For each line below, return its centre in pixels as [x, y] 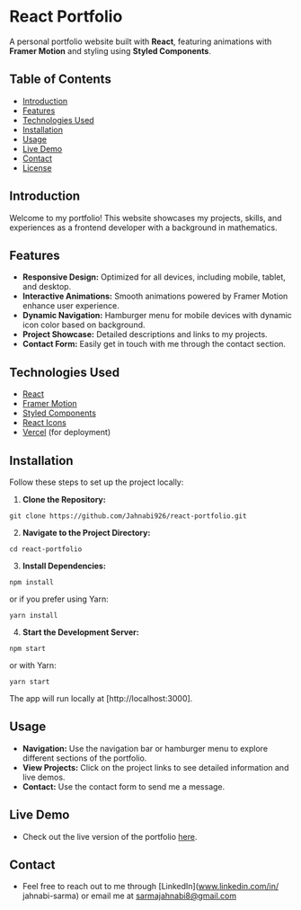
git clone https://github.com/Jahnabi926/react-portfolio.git [128, 516]
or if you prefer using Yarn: [59, 599]
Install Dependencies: [64, 566]
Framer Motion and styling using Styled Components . [110, 50]
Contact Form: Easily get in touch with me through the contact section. [154, 344]
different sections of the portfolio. [84, 758]
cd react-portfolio [46, 549]
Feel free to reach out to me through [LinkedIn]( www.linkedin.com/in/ [150, 887]
